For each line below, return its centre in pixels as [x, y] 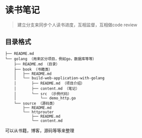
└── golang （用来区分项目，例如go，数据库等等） [51, 59]
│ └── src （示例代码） [43, 94]
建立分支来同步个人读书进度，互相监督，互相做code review [77, 25]
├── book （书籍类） [33, 69]
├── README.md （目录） [37, 64]
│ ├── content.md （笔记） [47, 89]
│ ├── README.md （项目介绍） [49, 83]
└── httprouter [38, 112]
